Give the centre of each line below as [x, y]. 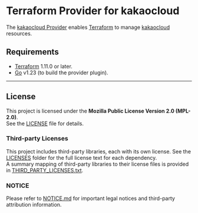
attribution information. [34, 205]
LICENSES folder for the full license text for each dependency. [82, 158]
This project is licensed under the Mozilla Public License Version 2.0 [90, 111]
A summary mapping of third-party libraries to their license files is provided [98, 164]
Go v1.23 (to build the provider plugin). [61, 73]
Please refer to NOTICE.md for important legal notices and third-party [91, 198]
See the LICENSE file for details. [45, 123]
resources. [19, 33]
